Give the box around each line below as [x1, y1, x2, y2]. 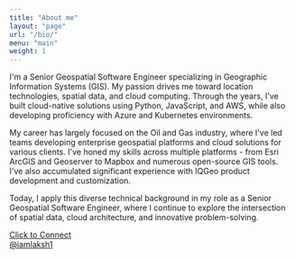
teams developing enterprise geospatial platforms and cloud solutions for [9, 137, 281, 148]
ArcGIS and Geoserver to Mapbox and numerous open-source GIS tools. [9, 156, 279, 167]
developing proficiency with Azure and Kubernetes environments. [9, 110, 254, 121]
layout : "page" [9, 22, 67, 31]
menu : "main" [9, 38, 59, 48]
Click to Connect [9, 229, 72, 240]
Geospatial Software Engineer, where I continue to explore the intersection [9, 202, 286, 213]
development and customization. [9, 175, 131, 186]
